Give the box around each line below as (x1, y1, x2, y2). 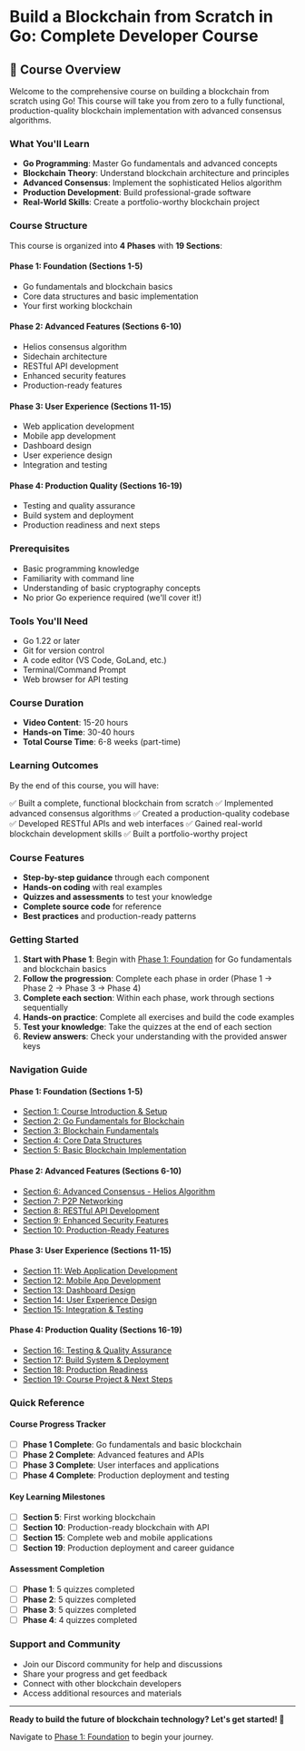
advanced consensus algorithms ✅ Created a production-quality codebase (9, 807, 290, 818)
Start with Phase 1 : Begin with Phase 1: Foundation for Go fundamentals (22, 954, 292, 965)
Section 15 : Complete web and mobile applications (22, 1532, 213, 1543)
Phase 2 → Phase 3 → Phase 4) (22, 983, 142, 994)
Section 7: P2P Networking (22, 1195, 123, 1206)
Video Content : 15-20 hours (22, 717, 129, 728)
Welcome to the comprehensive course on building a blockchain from (9, 86, 270, 96)
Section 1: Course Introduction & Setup (22, 1106, 168, 1117)
